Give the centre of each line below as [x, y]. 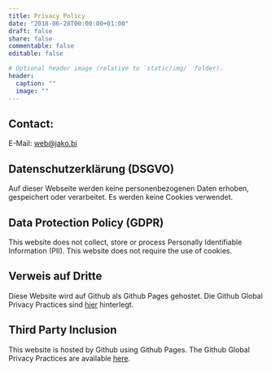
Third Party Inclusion [63, 330]
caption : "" [36, 83]
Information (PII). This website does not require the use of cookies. [120, 250]
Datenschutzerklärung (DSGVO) [92, 168]
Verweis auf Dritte [55, 276]
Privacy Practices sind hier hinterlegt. [71, 304]
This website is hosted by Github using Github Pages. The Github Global [129, 349]
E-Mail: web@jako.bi [43, 144]
